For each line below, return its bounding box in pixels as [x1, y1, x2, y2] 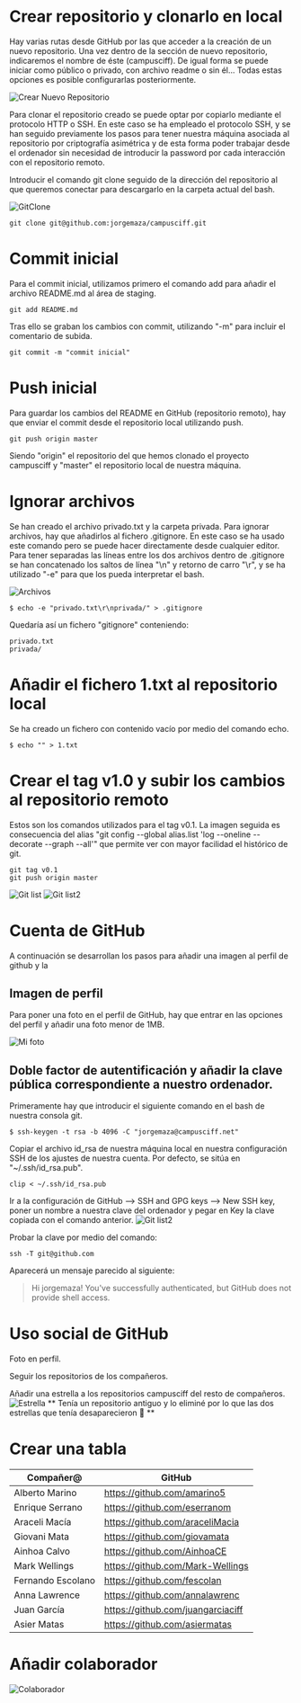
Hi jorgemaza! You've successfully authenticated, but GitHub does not [31, 1283, 292, 1294]
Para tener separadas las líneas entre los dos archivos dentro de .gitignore [9, 549, 285, 560]
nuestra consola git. [9, 1110, 83, 1121]
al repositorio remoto [9, 789, 169, 810]
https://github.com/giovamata [103, 1530, 230, 1543]
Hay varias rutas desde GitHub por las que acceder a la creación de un [9, 36, 272, 47]
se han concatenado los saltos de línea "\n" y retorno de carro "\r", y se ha [9, 559, 286, 570]
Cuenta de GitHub [9, 920, 146, 941]
